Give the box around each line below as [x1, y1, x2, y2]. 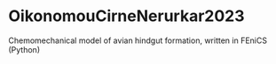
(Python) [8, 44, 41, 54]
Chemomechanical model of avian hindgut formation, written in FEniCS [8, 35, 268, 46]
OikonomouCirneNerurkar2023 [8, 6, 245, 26]
